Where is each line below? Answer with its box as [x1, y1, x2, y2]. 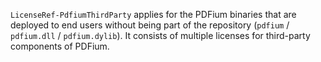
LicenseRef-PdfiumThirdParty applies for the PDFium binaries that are [10, 9, 297, 20]
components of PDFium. [10, 40, 110, 52]
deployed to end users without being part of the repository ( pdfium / [10, 19, 290, 31]
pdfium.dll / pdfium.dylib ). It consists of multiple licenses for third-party [10, 30, 311, 41]
